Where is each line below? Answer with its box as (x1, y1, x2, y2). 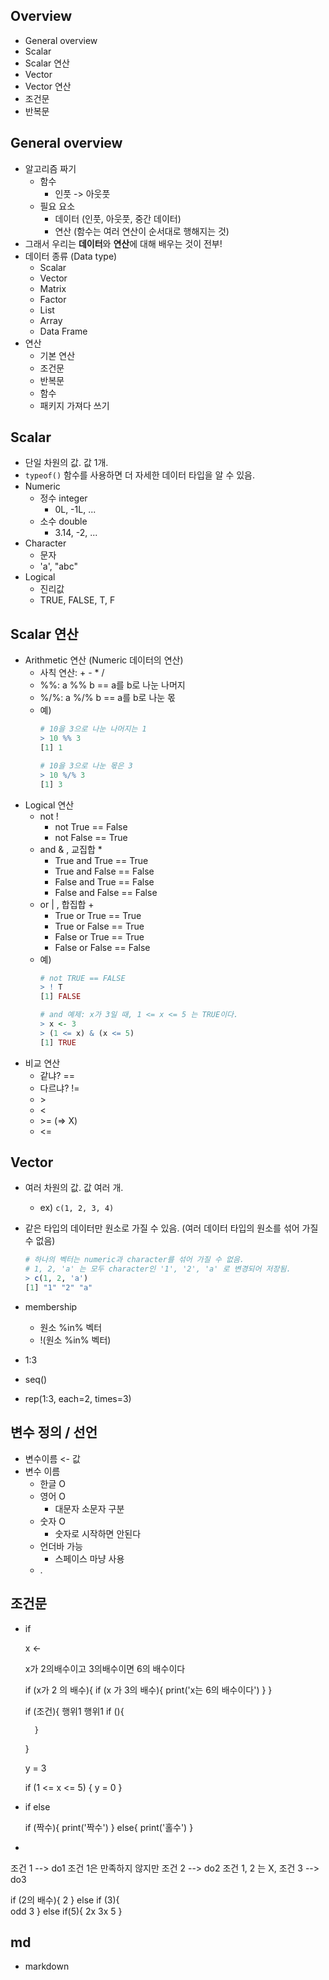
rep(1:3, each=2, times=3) (24, 1392, 132, 1404)
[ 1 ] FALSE (39, 992, 82, 1002)
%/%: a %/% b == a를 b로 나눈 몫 (39, 692, 176, 704)
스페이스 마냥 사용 (54, 1552, 125, 1564)
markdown (24, 1960, 70, 1973)
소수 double (39, 515, 88, 528)
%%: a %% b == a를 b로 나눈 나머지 (39, 679, 186, 691)
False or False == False (54, 941, 151, 953)
